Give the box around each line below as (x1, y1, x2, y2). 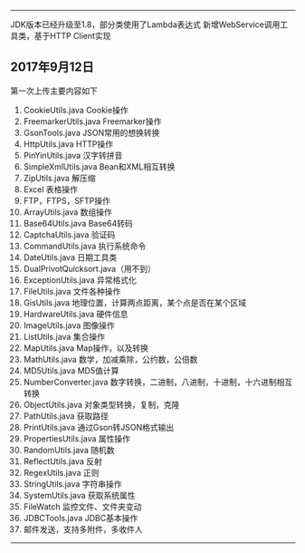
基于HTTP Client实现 (33, 31, 111, 41)
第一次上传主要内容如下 (10, 85, 98, 96)
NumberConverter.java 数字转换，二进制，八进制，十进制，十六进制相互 (23, 376, 293, 387)
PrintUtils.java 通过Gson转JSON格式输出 (23, 422, 175, 432)
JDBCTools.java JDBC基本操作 (23, 512, 138, 523)
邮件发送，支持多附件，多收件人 (23, 523, 143, 535)
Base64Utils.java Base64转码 (23, 218, 134, 228)
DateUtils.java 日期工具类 (23, 251, 118, 263)
